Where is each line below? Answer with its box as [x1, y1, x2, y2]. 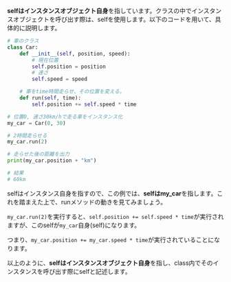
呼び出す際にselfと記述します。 [43, 267, 132, 275]
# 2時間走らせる [7, 132, 47, 139]
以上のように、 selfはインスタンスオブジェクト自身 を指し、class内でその [7, 259, 213, 267]
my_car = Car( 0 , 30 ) [7, 119, 67, 126]
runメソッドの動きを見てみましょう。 [60, 198, 167, 206]
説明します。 [25, 24, 61, 32]
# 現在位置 [32, 56, 59, 64]
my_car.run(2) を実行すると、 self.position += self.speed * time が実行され [7, 212, 224, 220]
